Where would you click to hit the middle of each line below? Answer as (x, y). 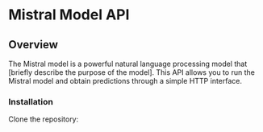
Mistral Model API (69, 15)
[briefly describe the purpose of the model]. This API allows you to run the (132, 72)
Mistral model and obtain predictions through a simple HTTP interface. (125, 81)
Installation (31, 101)
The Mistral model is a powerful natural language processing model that (128, 64)
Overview (33, 45)
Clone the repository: (44, 119)
